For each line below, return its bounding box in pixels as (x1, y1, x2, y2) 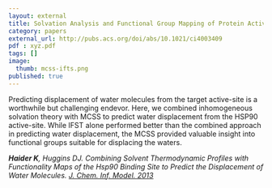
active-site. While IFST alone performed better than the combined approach (8, 120, 261, 130)
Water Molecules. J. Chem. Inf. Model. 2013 (8, 170, 154, 180)
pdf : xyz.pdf (8, 42, 57, 50)
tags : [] (8, 49, 38, 58)
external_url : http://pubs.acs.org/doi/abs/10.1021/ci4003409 (8, 34, 223, 43)
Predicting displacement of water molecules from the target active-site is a (8, 94, 257, 104)
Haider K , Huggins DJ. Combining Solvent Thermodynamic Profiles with (8, 153, 249, 163)
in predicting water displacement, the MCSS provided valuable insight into (8, 129, 256, 139)
